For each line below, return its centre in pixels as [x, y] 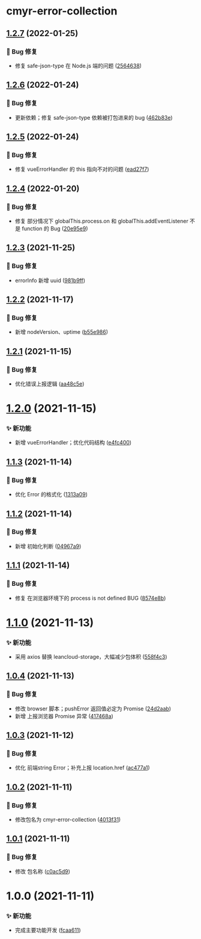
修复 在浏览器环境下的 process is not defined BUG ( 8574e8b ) [90, 598]
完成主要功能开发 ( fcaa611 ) [48, 930]
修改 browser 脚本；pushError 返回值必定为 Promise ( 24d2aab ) [93, 709]
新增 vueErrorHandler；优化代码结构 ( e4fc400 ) [73, 443]
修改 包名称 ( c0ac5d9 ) [43, 871]
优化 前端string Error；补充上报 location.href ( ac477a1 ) [82, 768]
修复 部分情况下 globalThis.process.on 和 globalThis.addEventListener [102, 221]
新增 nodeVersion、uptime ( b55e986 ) [61, 332]
